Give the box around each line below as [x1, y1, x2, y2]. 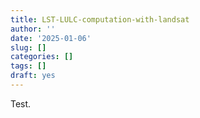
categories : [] [10, 52, 74, 62]
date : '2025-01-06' [10, 33, 92, 43]
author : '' [10, 24, 56, 34]
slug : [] [10, 42, 47, 53]
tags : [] [10, 61, 47, 71]
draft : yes [10, 71, 56, 81]
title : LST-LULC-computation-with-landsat [10, 14, 190, 25]
